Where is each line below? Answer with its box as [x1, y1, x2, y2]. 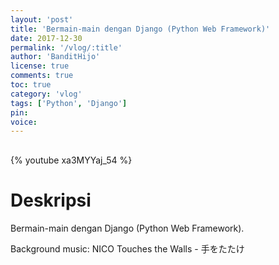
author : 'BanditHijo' [10, 52, 101, 62]
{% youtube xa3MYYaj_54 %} [10, 154, 133, 166]
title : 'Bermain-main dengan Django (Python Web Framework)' [10, 24, 271, 34]
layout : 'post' [10, 14, 74, 25]
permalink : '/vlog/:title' [10, 42, 123, 53]
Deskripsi [10, 189, 92, 212]
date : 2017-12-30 [10, 33, 83, 43]
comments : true [10, 71, 74, 81]
